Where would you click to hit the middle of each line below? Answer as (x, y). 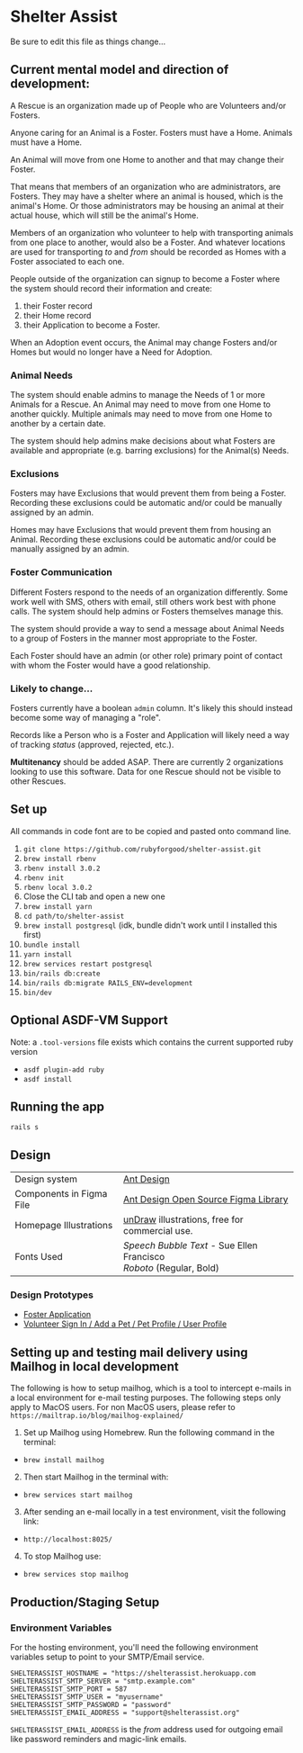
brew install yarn (58, 906)
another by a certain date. (58, 424)
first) (32, 934)
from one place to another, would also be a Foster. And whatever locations (148, 242)
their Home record (57, 315)
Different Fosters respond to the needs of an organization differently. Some (149, 592)
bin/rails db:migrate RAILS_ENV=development (108, 983)
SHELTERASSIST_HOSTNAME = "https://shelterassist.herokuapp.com (133, 1673)
